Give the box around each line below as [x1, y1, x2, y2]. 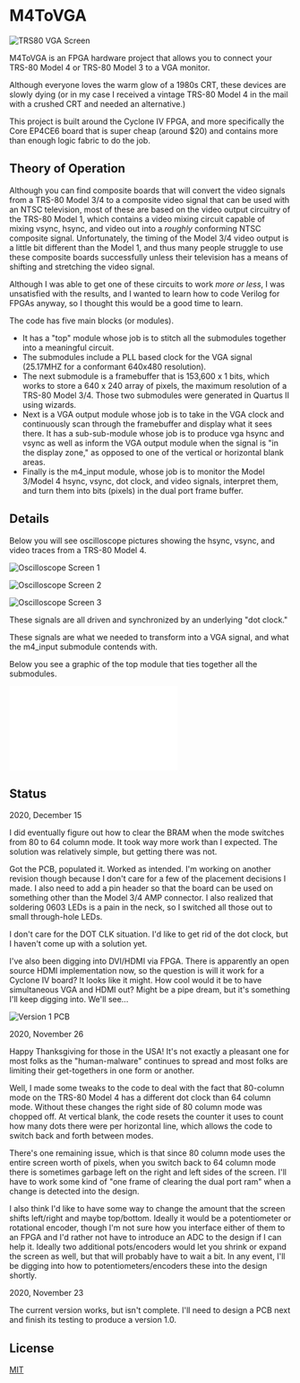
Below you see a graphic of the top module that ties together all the [9, 658, 258, 669]
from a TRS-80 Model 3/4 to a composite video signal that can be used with [9, 194, 290, 205]
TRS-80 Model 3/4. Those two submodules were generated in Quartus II [21, 390, 289, 401]
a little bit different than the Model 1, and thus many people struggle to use [9, 242, 284, 252]
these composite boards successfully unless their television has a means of [9, 251, 288, 262]
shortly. [9, 1270, 38, 1281]
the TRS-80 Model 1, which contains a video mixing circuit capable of [9, 213, 266, 225]
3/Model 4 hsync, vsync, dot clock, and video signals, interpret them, [21, 475, 279, 486]
